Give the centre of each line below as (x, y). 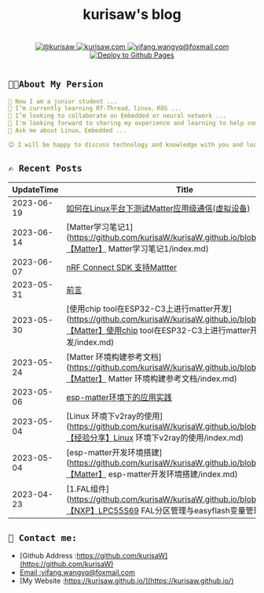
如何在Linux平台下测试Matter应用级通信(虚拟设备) (158, 208)
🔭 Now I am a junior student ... (63, 101)
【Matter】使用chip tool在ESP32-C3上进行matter (158, 330)
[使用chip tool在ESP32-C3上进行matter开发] (149, 309)
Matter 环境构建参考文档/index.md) (173, 378)
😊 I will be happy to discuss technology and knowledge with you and (126, 145)
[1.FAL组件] (88, 488)
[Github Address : (48, 556)
